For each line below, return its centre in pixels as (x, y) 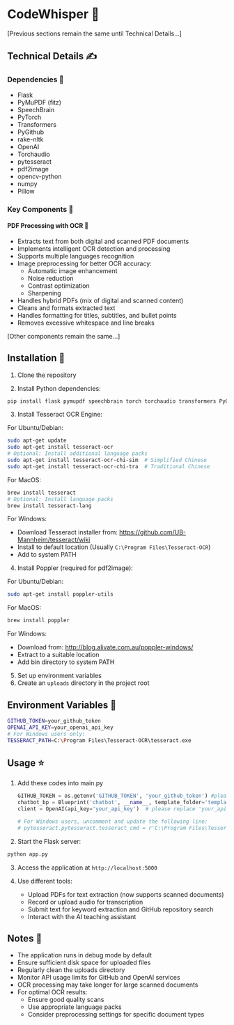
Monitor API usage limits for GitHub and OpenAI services (99, 978)
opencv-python (39, 176)
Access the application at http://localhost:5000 (87, 868)
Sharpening (44, 293)
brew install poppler (39, 621)
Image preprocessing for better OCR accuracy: (84, 263)
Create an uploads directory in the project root (83, 683)
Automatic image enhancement (72, 270)
